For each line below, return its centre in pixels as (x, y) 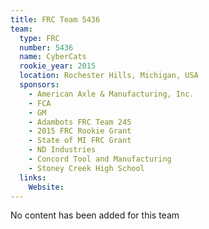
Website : (46, 187)
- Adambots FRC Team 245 (80, 122)
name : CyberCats (53, 57)
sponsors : (39, 85)
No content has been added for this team (95, 215)
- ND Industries (62, 150)
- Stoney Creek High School (86, 168)
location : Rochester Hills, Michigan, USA (109, 76)
